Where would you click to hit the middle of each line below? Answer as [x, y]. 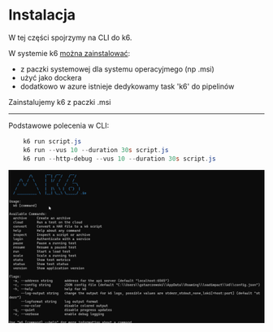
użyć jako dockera [51, 77]
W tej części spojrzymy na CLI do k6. [70, 37]
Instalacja [42, 15]
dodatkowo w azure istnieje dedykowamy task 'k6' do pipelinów [127, 86]
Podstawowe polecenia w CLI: [59, 125]
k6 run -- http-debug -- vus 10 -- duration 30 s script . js [120, 159]
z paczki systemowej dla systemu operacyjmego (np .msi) [117, 69]
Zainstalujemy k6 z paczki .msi [60, 102]
